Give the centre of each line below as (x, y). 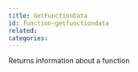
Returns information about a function (69, 61)
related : (23, 30)
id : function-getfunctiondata (59, 23)
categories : (28, 38)
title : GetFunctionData (48, 16)
